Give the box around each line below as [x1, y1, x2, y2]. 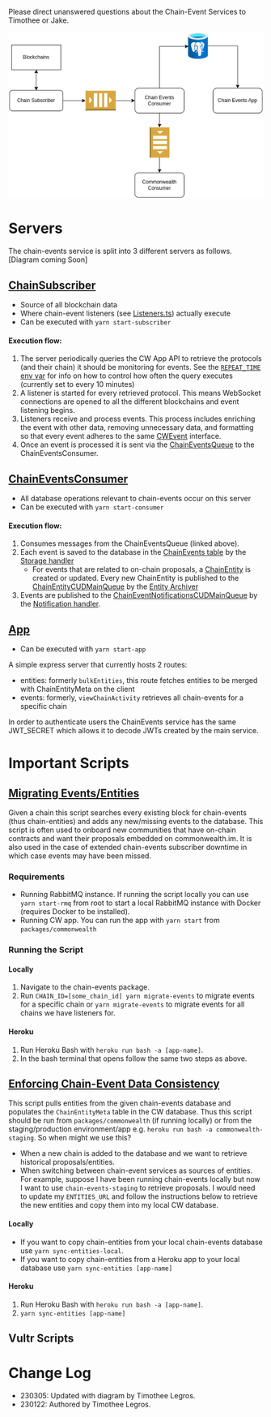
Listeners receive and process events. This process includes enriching [19, 414, 256, 424]
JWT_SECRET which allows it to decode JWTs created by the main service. [8, 726, 259, 735]
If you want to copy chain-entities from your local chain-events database [19, 1237, 263, 1247]
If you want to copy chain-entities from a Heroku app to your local [19, 1254, 240, 1264]
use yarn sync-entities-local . [19, 1245, 124, 1256]
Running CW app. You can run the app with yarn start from [19, 916, 220, 925]
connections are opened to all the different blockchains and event [19, 397, 239, 406]
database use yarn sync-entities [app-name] [19, 1263, 173, 1273]
